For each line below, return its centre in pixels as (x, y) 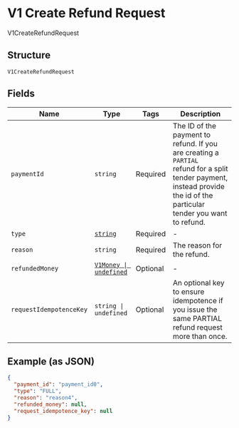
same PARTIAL (198, 318)
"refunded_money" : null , (51, 404)
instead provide (199, 186)
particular (189, 204)
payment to (192, 135)
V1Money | (111, 265)
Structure (29, 55)
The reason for (198, 245)
